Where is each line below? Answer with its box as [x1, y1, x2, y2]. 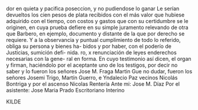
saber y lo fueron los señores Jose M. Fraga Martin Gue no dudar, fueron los [6, 68, 193, 75]
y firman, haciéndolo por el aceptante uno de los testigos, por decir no [6, 62, 178, 69]
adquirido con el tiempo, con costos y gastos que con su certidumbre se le [6, 18, 189, 24]
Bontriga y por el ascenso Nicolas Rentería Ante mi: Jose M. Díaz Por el [6, 80, 180, 88]
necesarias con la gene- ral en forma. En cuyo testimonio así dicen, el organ [6, 56, 191, 62]
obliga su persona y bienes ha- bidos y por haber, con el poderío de [6, 43, 171, 50]
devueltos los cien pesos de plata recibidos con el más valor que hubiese [6, 11, 185, 18]
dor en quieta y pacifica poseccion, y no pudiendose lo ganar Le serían [6, 5, 180, 12]
